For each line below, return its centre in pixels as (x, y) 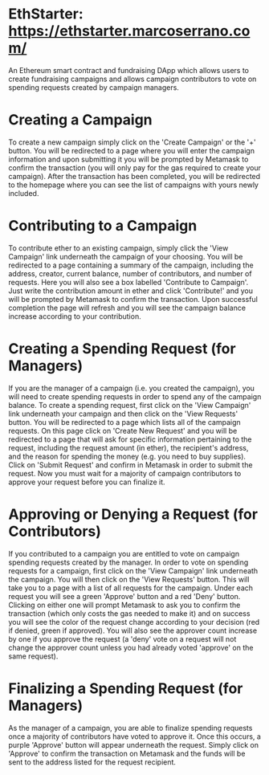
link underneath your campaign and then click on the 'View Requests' (123, 414)
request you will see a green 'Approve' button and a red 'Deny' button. (124, 596)
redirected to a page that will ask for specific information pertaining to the (130, 439)
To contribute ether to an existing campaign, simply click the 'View (118, 248)
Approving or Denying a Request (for (133, 514)
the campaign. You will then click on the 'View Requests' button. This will (129, 579)
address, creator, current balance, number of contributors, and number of (130, 273)
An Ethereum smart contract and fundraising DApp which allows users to (128, 70)
